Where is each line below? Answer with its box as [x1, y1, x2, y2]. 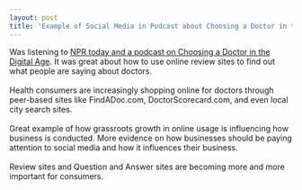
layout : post [9, 13, 58, 23]
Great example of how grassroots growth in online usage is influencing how [9, 122, 289, 133]
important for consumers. [9, 170, 104, 181]
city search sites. [9, 104, 73, 114]
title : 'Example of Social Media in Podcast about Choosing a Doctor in [9, 22, 288, 31]
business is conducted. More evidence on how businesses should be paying [9, 132, 292, 143]
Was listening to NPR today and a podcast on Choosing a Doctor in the [9, 46, 271, 57]
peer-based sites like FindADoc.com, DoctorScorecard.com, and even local [9, 94, 289, 104]
